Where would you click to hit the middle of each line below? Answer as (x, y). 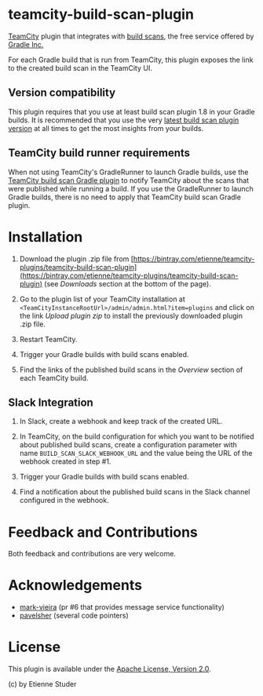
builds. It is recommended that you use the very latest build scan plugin (124, 120)
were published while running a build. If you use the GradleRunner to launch (131, 188)
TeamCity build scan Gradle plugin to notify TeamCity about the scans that (129, 180)
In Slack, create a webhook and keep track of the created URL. (121, 421)
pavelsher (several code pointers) (74, 616)
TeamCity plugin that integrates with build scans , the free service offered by (131, 36)
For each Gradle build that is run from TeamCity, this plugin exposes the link (131, 60)
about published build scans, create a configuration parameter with (128, 445)
